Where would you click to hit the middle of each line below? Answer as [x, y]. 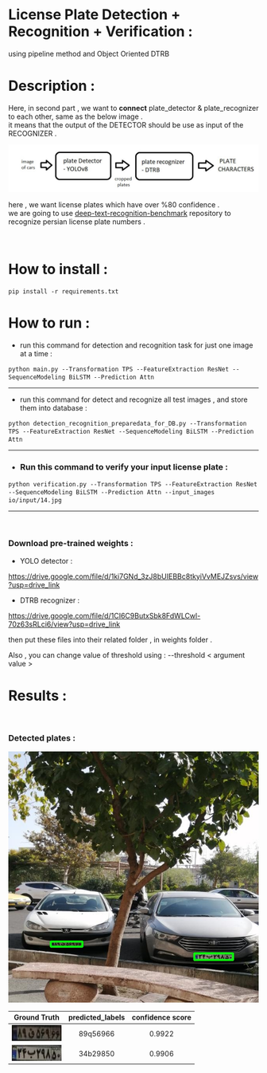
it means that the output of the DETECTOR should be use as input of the [126, 124]
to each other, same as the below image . [75, 116]
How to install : [58, 269]
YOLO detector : [46, 560]
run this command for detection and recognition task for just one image [136, 345]
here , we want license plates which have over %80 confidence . [114, 205]
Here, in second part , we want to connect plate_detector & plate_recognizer [133, 108]
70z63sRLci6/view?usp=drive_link [64, 624]
